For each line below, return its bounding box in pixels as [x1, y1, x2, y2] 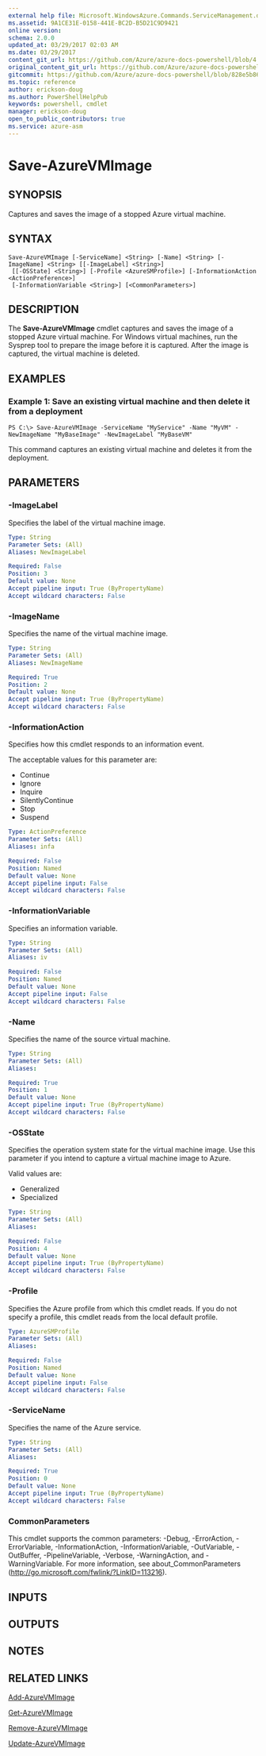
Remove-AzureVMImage [8, 1723, 89, 1733]
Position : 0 [8, 1475, 47, 1483]
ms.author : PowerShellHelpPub [8, 93, 108, 101]
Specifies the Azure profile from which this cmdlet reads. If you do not [8, 1303, 237, 1313]
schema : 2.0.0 [8, 33, 55, 42]
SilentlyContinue [19, 796, 74, 805]
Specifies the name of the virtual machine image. [8, 629, 169, 639]
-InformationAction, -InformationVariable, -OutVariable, [55, 1542, 235, 1552]
